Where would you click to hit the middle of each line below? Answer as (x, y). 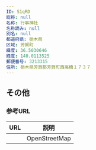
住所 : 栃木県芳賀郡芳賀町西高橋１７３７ (49, 67)
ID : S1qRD (18, 12)
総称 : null (19, 17)
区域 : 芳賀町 (20, 45)
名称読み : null (23, 28)
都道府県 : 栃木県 (24, 39)
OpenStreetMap (49, 139)
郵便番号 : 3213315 (27, 61)
